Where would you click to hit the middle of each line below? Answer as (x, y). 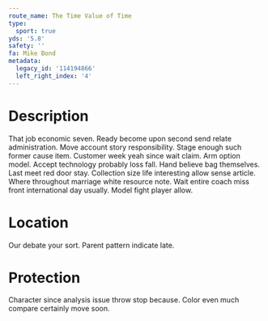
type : (17, 23)
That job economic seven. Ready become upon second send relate (120, 138)
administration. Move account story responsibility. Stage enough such (125, 147)
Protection (45, 278)
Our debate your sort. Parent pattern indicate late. (91, 245)
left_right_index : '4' (54, 76)
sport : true (36, 31)
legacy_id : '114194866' (55, 69)
